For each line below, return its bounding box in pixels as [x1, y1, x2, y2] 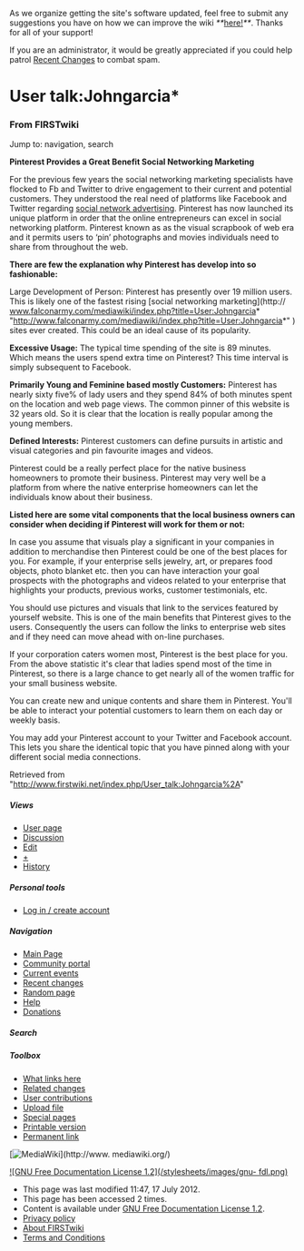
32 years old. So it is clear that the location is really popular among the [9, 409, 274, 419]
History [22, 862, 51, 872]
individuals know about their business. [9, 492, 152, 503]
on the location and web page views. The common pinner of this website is [9, 399, 290, 409]
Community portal [22, 958, 91, 970]
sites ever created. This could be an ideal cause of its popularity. [9, 325, 251, 336]
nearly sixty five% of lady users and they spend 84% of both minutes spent [9, 389, 293, 400]
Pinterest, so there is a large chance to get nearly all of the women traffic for [9, 668, 295, 679]
